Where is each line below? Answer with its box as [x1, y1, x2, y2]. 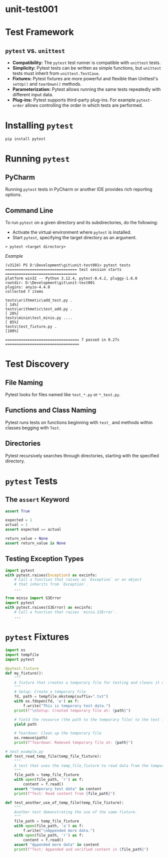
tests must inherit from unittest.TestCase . [12, 70, 100, 76]
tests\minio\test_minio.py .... [5, 315, 72, 320]
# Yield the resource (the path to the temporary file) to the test [14, 717, 160, 722]
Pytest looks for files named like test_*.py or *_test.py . [5, 391, 121, 397]
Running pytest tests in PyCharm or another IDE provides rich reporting [5, 187, 152, 193]
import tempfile [5, 652, 39, 657]
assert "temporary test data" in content [14, 786, 101, 792]
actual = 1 [5, 523, 28, 528]
